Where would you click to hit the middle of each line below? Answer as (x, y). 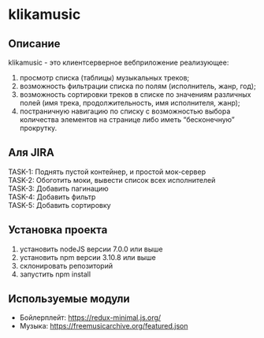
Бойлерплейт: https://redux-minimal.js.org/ (90, 318)
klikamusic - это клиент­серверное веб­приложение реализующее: (119, 62)
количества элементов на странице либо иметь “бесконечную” (127, 119)
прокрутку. (38, 128)
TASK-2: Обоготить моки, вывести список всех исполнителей (112, 180)
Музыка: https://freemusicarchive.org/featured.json (104, 326)
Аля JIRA (32, 152)
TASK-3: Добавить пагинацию (58, 188)
